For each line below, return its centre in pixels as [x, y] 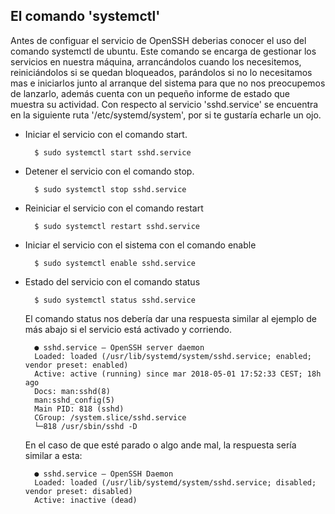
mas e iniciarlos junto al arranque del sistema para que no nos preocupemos [168, 83]
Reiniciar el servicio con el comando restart [114, 208]
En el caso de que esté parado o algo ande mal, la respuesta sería [160, 445]
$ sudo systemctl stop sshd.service [110, 189]
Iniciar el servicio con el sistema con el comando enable [140, 245]
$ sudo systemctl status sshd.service [115, 300]
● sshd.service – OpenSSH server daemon [119, 347]
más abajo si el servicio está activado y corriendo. [128, 329]
